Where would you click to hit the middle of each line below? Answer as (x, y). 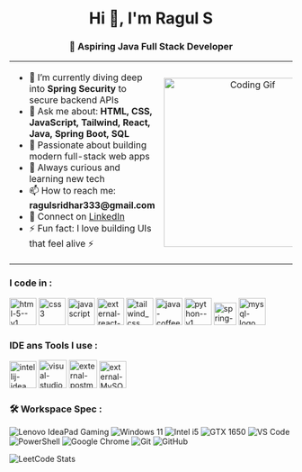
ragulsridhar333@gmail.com (92, 205)
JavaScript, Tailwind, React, (90, 123)
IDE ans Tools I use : (54, 345)
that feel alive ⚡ (62, 244)
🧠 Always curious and (75, 168)
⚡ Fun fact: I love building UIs (90, 229)
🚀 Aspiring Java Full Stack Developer (151, 47)
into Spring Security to (78, 89)
